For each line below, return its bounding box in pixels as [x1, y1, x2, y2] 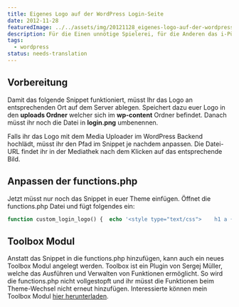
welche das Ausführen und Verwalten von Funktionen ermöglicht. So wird [7, 269, 223, 278]
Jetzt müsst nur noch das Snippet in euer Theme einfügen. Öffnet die [7, 194, 211, 203]
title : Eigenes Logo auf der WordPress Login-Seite [7, 10, 164, 18]
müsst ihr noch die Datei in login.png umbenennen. [7, 118, 159, 127]
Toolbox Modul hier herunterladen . [7, 292, 109, 301]
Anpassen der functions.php [7, 175, 138, 187]
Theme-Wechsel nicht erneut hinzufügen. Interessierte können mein [7, 284, 208, 293]
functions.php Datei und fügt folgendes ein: [7, 202, 135, 210]
